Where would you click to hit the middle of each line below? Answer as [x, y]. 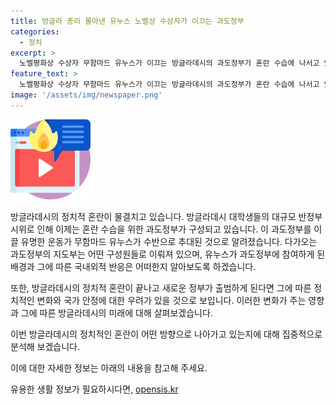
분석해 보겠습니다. [45, 346]
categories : [35, 31]
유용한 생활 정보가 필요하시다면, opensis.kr [94, 389]
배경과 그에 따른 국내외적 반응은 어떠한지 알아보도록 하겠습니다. [133, 266]
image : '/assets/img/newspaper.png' [86, 95]
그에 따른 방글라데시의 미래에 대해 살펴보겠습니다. [116, 312]
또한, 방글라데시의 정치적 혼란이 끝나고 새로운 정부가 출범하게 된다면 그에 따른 [161, 287]
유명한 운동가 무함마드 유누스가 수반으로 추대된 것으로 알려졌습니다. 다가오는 [169, 241]
